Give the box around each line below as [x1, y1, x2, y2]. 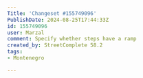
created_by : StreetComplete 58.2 [7, 42, 103, 49]
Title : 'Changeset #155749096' [7, 10, 97, 17]
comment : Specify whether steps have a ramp [7, 36, 137, 42]
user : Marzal [7, 29, 45, 36]
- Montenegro [7, 55, 45, 62]
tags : [7, 49, 23, 55]
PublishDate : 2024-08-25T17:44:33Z [7, 16, 109, 23]
